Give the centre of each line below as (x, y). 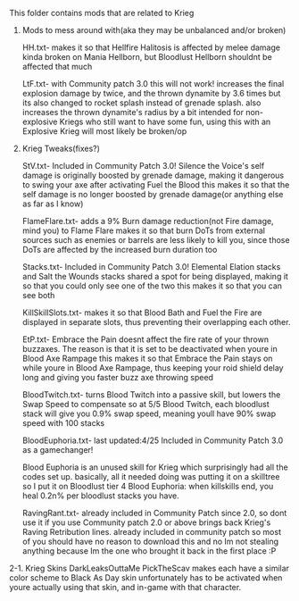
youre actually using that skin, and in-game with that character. (125, 587)
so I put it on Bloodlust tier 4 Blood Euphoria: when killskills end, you (148, 486)
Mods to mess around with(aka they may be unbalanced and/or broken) (154, 30)
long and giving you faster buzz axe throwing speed (118, 377)
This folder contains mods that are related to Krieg (102, 13)
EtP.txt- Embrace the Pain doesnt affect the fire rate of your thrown (145, 339)
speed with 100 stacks (63, 423)
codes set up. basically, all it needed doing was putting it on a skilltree (151, 476)
